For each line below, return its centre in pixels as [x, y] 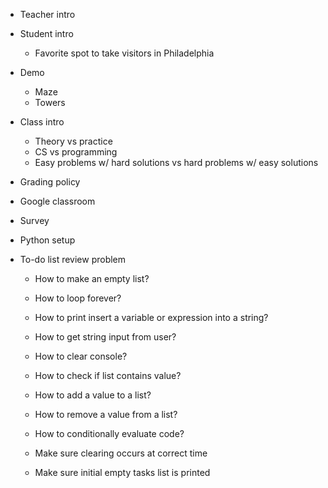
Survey [34, 220]
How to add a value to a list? [93, 395]
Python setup [47, 240]
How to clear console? [81, 356]
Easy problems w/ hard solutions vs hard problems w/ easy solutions [176, 162]
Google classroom [57, 201]
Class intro [42, 122]
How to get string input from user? [105, 337]
